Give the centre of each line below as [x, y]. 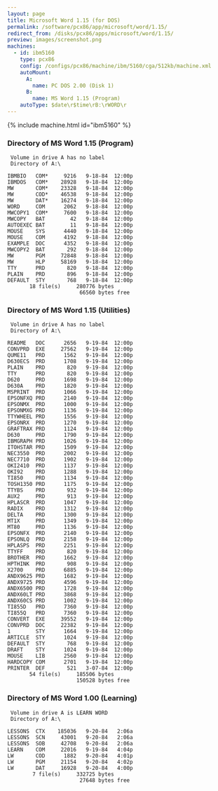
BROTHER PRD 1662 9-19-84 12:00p [70, 558]
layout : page [26, 14]
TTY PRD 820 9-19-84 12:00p [70, 374]
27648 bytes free [105, 780]
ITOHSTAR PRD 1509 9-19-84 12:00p [70, 447]
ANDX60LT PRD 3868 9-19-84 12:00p [70, 595]
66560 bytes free [105, 293]
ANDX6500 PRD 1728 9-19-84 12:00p [70, 589]
